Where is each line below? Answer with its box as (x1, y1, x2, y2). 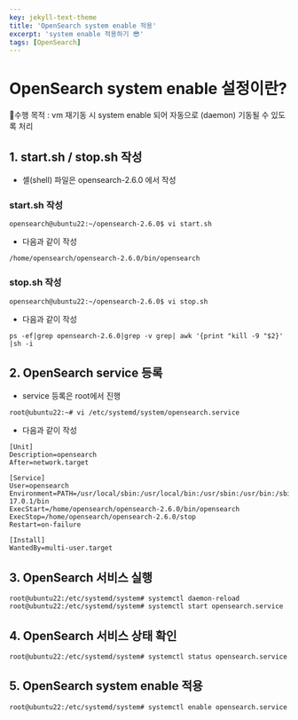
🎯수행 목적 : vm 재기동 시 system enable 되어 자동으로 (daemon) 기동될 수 (9, 110, 270, 121)
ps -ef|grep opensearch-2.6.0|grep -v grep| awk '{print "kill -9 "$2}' (9, 331, 284, 340)
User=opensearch (9, 481, 69, 491)
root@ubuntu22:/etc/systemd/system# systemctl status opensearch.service (9, 653, 288, 661)
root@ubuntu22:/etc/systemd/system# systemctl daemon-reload (9, 594, 240, 604)
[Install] (9, 536, 46, 545)
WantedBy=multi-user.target (9, 543, 114, 553)
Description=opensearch (9, 450, 98, 460)
